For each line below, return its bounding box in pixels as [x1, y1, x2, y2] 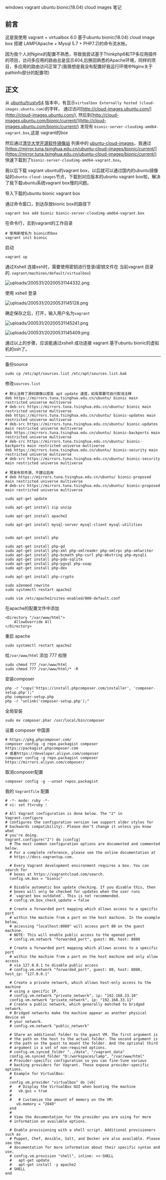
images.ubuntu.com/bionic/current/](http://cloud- [5, 117, 107, 123]
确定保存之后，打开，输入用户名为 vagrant [5, 310, 90, 316]
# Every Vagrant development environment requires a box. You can [9, 863, 149, 868]
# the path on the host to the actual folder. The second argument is [9, 1036, 158, 1041]
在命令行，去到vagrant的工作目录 [5, 220, 73, 226]
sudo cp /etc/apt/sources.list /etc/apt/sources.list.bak [5, 371, 127, 376]
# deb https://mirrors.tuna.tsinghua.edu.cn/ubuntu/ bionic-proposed [5, 475, 152, 480]
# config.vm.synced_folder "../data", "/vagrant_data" [9, 1049, 125, 1054]
